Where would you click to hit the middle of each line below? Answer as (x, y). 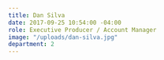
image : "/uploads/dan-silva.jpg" (63, 37)
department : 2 (32, 44)
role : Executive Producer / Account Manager (82, 30)
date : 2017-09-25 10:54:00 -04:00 (65, 23)
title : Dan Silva (37, 15)
